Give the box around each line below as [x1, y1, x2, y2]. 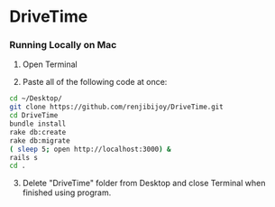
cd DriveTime [9, 111, 59, 120]
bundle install [9, 119, 67, 128]
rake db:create [9, 127, 67, 136]
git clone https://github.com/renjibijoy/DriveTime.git [9, 102, 224, 112]
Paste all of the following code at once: [22, 77, 168, 88]
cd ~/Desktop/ [9, 94, 63, 103]
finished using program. [22, 187, 112, 198]
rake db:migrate [9, 136, 70, 146]
